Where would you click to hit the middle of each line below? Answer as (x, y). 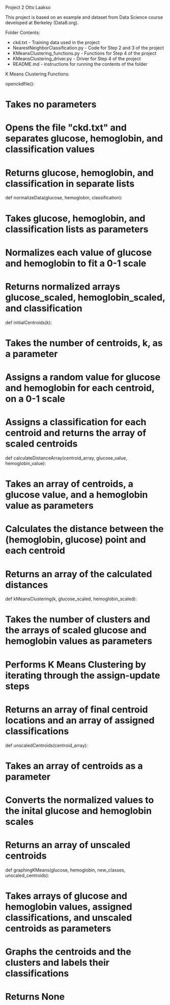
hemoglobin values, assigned (69, 907)
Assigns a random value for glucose (83, 377)
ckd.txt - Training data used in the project (56, 42)
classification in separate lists (70, 184)
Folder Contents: (23, 32)
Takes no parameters (51, 105)
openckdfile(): (20, 84)
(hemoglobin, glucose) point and (76, 540)
